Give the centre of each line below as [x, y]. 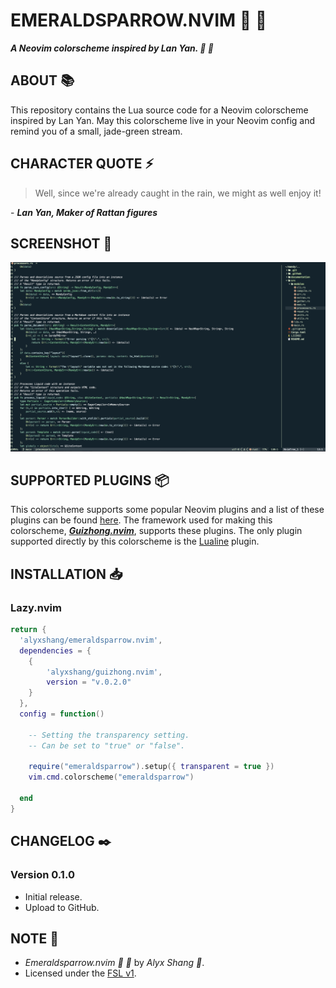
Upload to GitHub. [62, 907]
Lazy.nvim [36, 607]
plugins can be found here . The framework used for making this [141, 520]
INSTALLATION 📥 [66, 574]
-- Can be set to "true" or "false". [107, 745]
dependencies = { [55, 650]
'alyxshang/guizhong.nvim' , [104, 672]
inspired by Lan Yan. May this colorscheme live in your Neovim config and [163, 120]
